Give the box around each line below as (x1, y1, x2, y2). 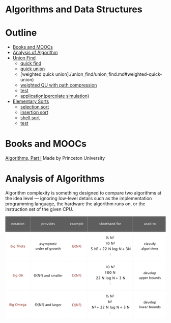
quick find (20, 60, 42, 67)
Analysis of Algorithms (5, 173, 105, 185)
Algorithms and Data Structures (5, 4, 142, 15)
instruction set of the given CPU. (5, 206, 74, 212)
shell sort (20, 115, 40, 121)
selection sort (20, 104, 49, 110)
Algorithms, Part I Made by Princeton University (5, 155, 105, 161)
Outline (5, 27, 37, 39)
